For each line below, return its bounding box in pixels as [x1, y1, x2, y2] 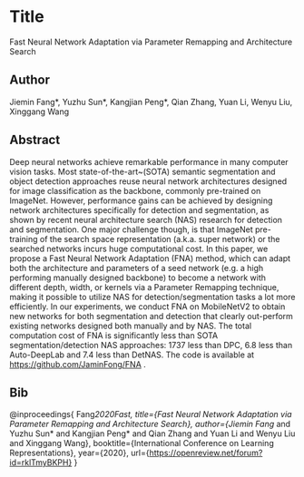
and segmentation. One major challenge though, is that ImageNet [9, 224, 254, 235]
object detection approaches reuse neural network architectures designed [9, 175, 288, 187]
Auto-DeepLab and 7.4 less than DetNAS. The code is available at [9, 349, 255, 360]
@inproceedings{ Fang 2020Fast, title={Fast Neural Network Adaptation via [9, 409, 292, 420]
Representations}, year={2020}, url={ [9, 447, 150, 459]
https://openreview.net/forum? [149, 447, 263, 459]
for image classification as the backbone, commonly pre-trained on [9, 185, 261, 196]
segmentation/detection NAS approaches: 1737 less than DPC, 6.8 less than [9, 339, 293, 350]
